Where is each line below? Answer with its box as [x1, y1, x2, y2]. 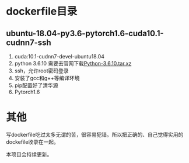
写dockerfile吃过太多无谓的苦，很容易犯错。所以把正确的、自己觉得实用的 [6, 131, 184, 138]
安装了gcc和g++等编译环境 [14, 75, 80, 81]
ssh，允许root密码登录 [14, 67, 69, 74]
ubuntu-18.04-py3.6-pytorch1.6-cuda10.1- [6, 28, 164, 38]
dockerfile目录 [6, 5, 78, 18]
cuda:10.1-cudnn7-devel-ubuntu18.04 [14, 53, 105, 60]
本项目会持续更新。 [6, 151, 52, 158]
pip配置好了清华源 [14, 82, 58, 89]
